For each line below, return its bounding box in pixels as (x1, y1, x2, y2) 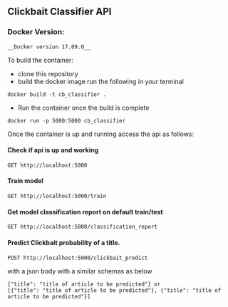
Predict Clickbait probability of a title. (7, 238, 120, 246)
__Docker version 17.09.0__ (7, 43, 91, 51)
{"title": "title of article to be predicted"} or (7, 281, 161, 288)
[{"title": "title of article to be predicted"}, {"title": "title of (7, 286, 222, 294)
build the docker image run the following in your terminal (17, 77, 184, 85)
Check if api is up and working (7, 146, 99, 155)
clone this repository (17, 69, 78, 78)
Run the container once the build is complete (17, 103, 150, 112)
